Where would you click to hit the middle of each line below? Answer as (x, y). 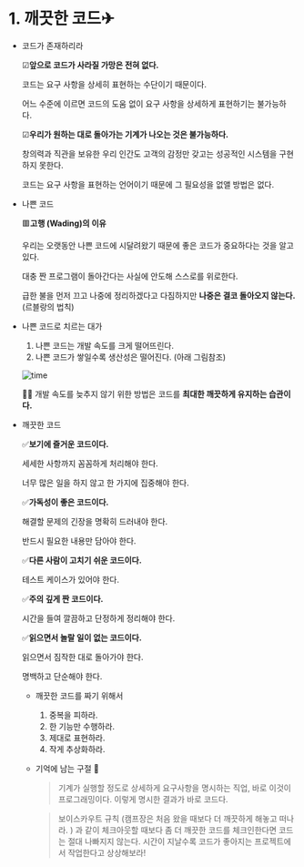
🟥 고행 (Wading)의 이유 (64, 223)
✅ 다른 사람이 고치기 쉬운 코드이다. (81, 560)
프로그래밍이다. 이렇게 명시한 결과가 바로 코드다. (143, 799)
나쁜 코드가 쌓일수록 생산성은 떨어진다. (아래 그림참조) (131, 357)
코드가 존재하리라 (52, 46)
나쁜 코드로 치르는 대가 (62, 326)
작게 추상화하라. (77, 749)
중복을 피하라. (73, 715)
